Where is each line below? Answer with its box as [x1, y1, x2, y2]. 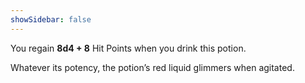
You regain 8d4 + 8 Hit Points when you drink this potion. [10, 42, 247, 54]
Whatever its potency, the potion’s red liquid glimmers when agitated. [10, 61, 295, 73]
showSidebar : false [10, 14, 92, 25]
